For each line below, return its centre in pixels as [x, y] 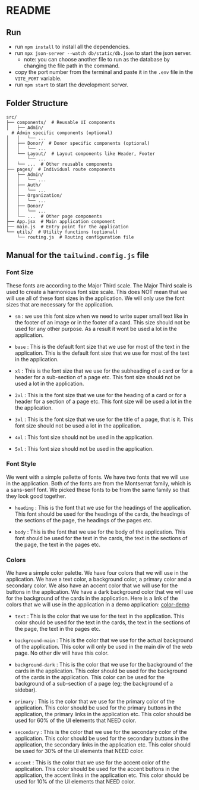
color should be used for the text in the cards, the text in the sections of [102, 622]
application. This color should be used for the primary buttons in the [98, 708]
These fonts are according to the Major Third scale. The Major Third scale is [99, 285]
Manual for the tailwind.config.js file [78, 255]
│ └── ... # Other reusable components [59, 164]
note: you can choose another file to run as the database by [97, 59]
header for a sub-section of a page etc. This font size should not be [97, 377]
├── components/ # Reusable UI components [61, 122]
